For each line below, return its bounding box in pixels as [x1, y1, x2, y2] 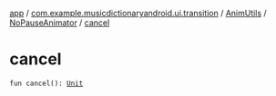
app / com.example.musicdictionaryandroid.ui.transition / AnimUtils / [9, 8, 267, 18]
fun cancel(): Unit [9, 79, 84, 88]
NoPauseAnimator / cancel [9, 17, 110, 28]
